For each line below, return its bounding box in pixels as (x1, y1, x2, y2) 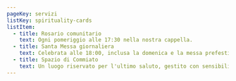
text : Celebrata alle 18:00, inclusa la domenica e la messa (19, 50, 202, 57)
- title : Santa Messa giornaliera (13, 43, 114, 50)
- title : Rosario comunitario (13, 30, 101, 37)
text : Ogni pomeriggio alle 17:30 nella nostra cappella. (19, 37, 193, 44)
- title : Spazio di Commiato (13, 56, 99, 63)
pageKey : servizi (6, 10, 58, 18)
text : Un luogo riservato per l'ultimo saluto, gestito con (19, 63, 199, 70)
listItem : (6, 23, 36, 30)
